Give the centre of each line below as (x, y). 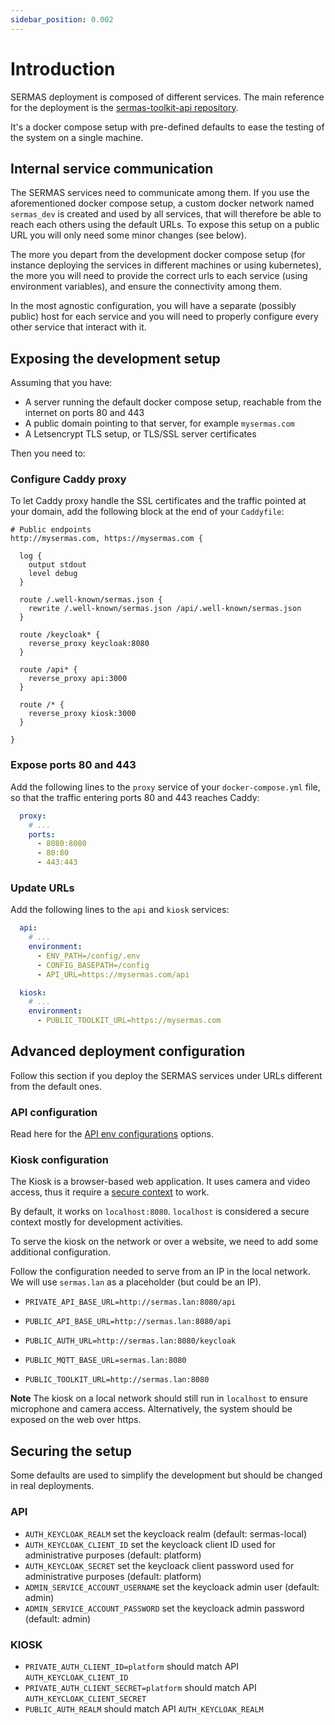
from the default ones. (56, 1086)
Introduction (63, 68)
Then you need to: (48, 453)
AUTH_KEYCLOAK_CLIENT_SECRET (85, 1699)
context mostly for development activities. (97, 1222)
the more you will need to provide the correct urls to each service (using (159, 276)
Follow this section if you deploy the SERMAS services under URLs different (166, 1075)
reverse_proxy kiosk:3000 (82, 714)
